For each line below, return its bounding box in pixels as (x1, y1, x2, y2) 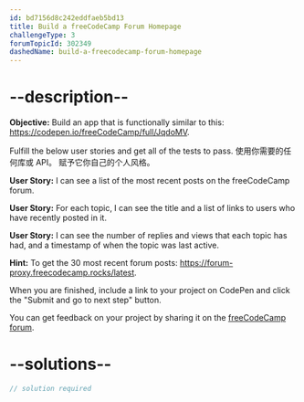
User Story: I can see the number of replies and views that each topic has (9, 230, 288, 241)
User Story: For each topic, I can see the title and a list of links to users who (9, 203, 296, 214)
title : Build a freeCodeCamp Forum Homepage (9, 22, 182, 31)
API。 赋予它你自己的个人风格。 (35, 157, 155, 168)
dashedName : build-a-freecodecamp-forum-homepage (9, 48, 203, 57)
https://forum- (179, 258, 234, 269)
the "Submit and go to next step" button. (9, 294, 162, 306)
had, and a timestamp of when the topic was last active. (9, 239, 219, 251)
